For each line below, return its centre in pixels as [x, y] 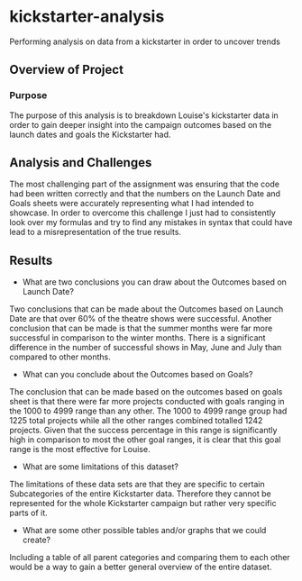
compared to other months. [60, 357]
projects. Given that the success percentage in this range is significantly [143, 431]
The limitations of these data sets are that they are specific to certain [137, 485]
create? [37, 540]
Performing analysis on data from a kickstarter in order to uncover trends [145, 41]
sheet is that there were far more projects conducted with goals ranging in [147, 402]
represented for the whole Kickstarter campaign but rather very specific [143, 504]
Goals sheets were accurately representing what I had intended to [132, 204]
